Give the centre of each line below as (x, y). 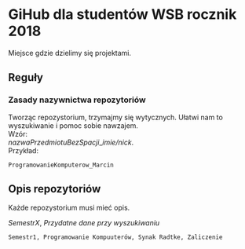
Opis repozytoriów (55, 189)
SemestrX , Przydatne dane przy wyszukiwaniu (84, 223)
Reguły (26, 77)
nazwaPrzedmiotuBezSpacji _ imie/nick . (71, 142)
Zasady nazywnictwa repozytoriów (77, 100)
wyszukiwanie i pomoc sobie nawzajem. (73, 125)
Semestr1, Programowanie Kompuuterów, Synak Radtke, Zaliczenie (115, 237)
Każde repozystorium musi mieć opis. (69, 208)
